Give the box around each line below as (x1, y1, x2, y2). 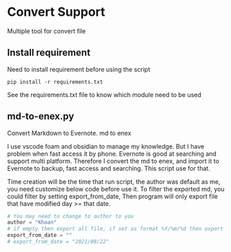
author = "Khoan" (7, 219, 57, 226)
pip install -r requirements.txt (7, 78, 103, 85)
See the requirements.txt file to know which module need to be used (7, 90, 202, 98)
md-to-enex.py (7, 111, 74, 123)
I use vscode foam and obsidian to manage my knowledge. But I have (7, 142, 205, 150)
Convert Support (7, 4, 106, 20)
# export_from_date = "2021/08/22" (7, 238, 110, 245)
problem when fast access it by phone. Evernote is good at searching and (7, 149, 217, 158)
